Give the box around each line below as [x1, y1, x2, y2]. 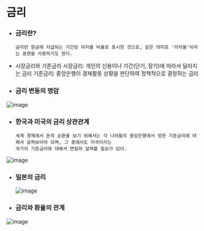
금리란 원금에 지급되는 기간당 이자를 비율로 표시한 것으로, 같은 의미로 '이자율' [15, 44, 190, 51]
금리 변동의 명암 [15, 87, 59, 95]
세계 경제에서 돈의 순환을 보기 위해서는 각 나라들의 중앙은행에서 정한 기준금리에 [15, 133, 190, 139]
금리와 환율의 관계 [15, 204, 65, 212]
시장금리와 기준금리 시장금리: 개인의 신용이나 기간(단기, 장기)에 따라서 [15, 62, 182, 70]
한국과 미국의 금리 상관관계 [15, 117, 90, 126]
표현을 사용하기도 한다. [22, 51, 73, 57]
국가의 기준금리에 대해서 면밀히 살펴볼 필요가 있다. [15, 146, 127, 152]
